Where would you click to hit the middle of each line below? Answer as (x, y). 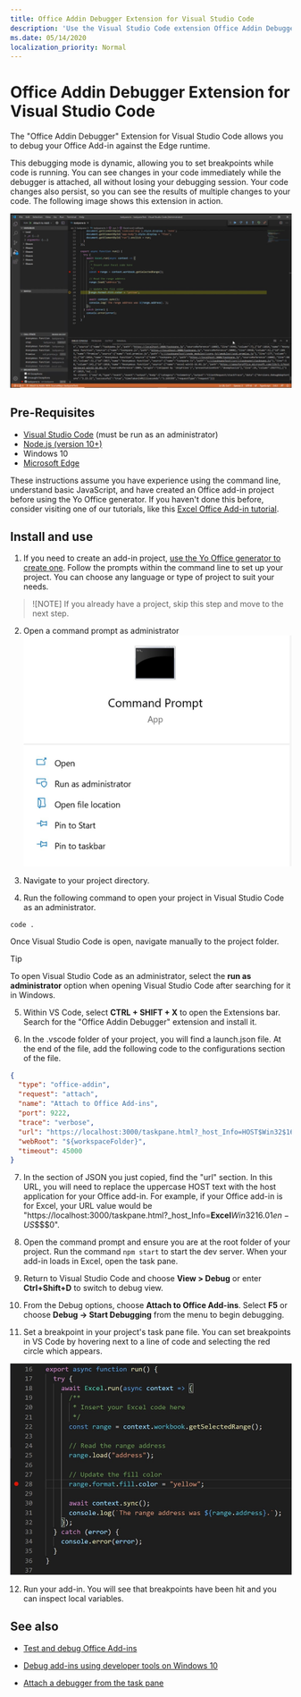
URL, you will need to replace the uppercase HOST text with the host (149, 1187)
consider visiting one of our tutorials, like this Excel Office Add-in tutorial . (145, 509)
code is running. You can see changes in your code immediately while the (146, 173)
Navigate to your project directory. (86, 880)
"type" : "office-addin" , (64, 1085)
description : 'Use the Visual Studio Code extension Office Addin (136, 28)
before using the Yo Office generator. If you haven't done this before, (137, 499)
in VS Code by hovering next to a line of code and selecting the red (146, 1342)
